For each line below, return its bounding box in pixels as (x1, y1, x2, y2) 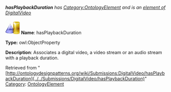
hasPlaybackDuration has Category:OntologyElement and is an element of (5, 5, 166, 10)
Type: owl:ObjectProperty (5, 39, 61, 45)
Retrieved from (5, 65, 37, 71)
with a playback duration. (5, 55, 59, 61)
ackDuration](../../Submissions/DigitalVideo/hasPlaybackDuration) (5, 76, 145, 81)
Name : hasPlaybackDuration (21, 30, 82, 35)
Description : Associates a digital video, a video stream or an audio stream (5, 50, 163, 55)
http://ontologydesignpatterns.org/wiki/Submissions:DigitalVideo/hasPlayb (7, 70, 165, 76)
